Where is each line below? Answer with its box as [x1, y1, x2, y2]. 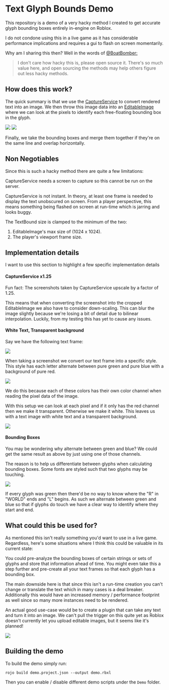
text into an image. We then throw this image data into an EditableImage [5, 104, 154, 110]
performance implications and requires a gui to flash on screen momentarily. [5, 40, 163, 46]
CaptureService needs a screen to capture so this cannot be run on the [5, 177, 153, 184]
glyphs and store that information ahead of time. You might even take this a [5, 560, 161, 567]
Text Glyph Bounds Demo [5, 3, 114, 15]
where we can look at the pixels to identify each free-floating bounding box [5, 109, 161, 115]
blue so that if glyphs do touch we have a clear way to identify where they [5, 501, 158, 507]
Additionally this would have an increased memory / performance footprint [5, 592, 160, 598]
